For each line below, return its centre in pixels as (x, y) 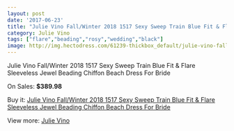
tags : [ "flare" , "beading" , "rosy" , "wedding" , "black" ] (85, 40)
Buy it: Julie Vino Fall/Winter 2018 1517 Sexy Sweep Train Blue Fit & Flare (111, 100)
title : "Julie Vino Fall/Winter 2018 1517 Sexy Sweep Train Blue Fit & (113, 26)
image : (17, 46)
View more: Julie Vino (39, 121)
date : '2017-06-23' (36, 20)
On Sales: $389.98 (35, 86)
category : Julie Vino (39, 33)
